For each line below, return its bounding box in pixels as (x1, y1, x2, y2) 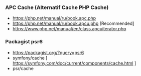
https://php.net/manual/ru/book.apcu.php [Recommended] (12, 20, 134, 26)
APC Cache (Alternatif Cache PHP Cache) (5, 4, 109, 11)
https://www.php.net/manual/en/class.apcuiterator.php (12, 26, 126, 32)
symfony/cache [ (12, 55, 48, 61)
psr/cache (12, 65, 34, 71)
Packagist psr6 (5, 38, 43, 45)
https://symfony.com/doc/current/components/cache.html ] (12, 60, 136, 66)
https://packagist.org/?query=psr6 (12, 49, 84, 56)
